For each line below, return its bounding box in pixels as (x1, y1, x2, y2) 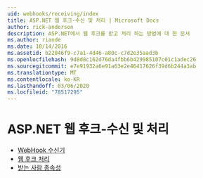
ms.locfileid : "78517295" (7, 89, 83, 96)
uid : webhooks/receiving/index (7, 10, 99, 18)
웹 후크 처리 (17, 155, 51, 163)
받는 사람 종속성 (17, 163, 61, 172)
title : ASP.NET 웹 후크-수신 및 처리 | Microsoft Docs (7, 17, 159, 24)
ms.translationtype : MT (7, 69, 77, 76)
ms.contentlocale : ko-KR (7, 75, 80, 83)
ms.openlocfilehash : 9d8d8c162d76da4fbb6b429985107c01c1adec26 (7, 56, 197, 63)
